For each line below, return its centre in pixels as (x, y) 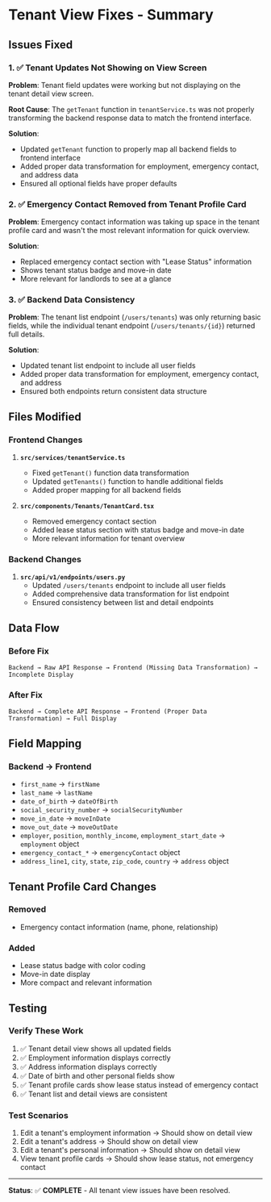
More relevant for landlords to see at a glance (96, 279)
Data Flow (34, 628)
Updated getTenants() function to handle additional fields (127, 482)
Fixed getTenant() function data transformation (110, 473)
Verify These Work (46, 1031)
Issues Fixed (41, 45)
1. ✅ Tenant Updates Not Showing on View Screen (108, 68)
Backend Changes (45, 560)
